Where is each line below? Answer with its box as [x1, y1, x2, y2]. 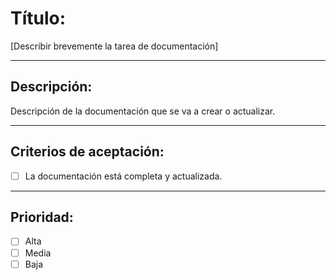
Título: [10, 7, 67, 30]
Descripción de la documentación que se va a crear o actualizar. [10, 105, 276, 117]
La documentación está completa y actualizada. [24, 170, 223, 182]
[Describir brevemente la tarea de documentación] [10, 40, 219, 52]
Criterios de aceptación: [10, 143, 165, 161]
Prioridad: [10, 209, 74, 226]
